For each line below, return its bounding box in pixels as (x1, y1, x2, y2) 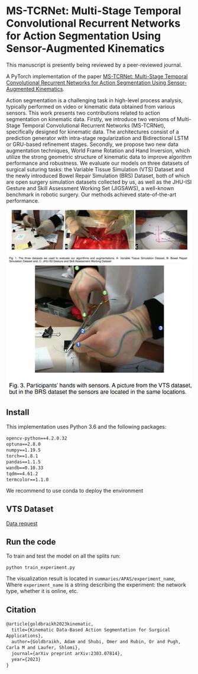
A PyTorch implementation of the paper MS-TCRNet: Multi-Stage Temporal (6, 73, 188, 80)
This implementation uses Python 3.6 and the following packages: (6, 423, 167, 430)
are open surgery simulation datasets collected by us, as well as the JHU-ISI (6, 178, 192, 185)
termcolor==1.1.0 (6, 477, 49, 483)
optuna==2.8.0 (6, 441, 41, 447)
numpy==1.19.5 (6, 447, 41, 453)
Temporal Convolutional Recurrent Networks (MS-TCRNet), (21, 122, 165, 129)
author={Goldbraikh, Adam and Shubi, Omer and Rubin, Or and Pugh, (11, 639, 181, 645)
